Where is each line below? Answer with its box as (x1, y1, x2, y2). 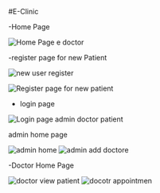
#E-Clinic (8, 7, 39, 16)
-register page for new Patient (8, 53, 107, 62)
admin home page (8, 130, 68, 139)
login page (19, 99, 56, 108)
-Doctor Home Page (8, 160, 74, 170)
